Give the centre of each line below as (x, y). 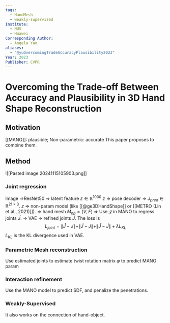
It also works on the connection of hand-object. (55, 315)
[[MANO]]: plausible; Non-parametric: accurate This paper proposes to (80, 140)
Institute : (17, 24)
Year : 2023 (17, 57)
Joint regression (26, 186)
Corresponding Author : (29, 39)
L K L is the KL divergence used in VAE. (45, 236)
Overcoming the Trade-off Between (82, 87)
